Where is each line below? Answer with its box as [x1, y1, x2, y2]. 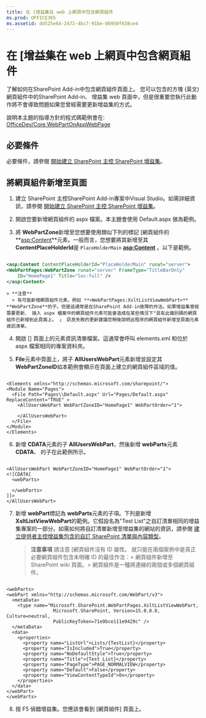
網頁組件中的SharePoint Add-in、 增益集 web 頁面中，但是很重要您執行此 [6, 93, 192, 101]
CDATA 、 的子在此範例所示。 [15, 449, 90, 456]
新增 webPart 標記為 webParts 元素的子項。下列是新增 [15, 510, 151, 517]
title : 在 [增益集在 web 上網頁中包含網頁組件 [6, 9, 113, 15]
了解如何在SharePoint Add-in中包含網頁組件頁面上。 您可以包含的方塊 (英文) [6, 85, 199, 93]
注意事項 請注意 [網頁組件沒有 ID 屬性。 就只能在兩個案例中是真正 [30, 546, 196, 553]
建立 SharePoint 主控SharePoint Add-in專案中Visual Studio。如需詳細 [15, 195, 190, 202]
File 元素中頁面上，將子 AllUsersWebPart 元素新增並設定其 [15, 355, 162, 363]
